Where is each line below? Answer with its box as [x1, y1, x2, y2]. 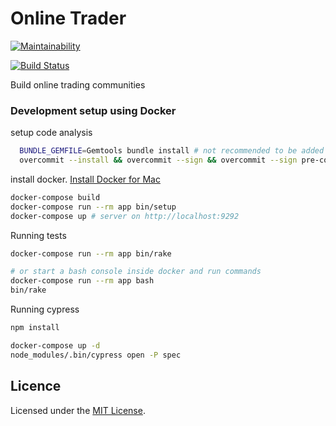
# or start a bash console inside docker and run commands [10, 267, 262, 277]
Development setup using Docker [10, 103, 177, 117]
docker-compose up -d [10, 340, 101, 351]
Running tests [10, 229, 67, 241]
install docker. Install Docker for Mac [10, 173, 161, 185]
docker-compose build [10, 192, 101, 202]
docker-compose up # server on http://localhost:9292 [10, 211, 240, 221]
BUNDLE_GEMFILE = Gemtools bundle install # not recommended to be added [19, 146, 325, 156]
